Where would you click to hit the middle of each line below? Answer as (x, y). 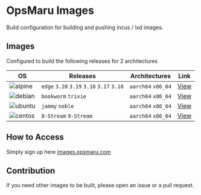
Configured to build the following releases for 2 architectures (82, 61)
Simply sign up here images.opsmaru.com (59, 151)
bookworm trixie (64, 96)
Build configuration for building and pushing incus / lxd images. (85, 27)
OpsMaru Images (50, 11)
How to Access (35, 137)
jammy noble (58, 106)
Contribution (31, 170)
